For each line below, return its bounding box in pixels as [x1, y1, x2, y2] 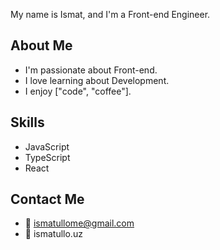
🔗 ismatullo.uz [24, 228, 83, 240]
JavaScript [24, 140, 70, 153]
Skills [10, 114, 45, 131]
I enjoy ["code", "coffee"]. [24, 85, 132, 97]
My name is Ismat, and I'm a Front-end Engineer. [10, 9, 211, 20]
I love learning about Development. [24, 74, 170, 86]
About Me [10, 37, 73, 54]
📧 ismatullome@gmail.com [24, 217, 135, 229]
